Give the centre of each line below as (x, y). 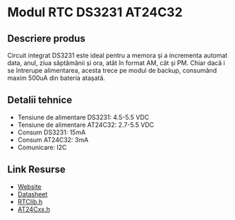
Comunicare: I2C (42, 147)
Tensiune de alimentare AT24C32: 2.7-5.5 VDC (86, 125)
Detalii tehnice (40, 100)
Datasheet (32, 194)
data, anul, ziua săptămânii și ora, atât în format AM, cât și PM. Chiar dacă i (116, 63)
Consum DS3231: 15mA (52, 132)
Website (30, 186)
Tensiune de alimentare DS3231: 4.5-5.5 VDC (83, 117)
